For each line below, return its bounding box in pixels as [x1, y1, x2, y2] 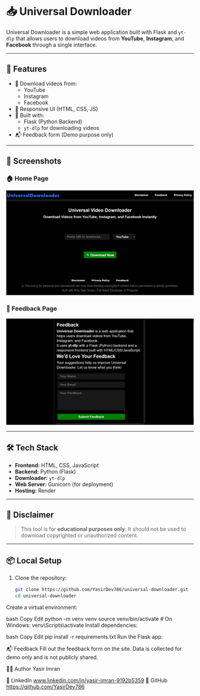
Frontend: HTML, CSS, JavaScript [14, 462, 99, 469]
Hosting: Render [14, 487, 57, 494]
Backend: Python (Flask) [14, 468, 76, 475]
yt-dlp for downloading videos [23, 124, 99, 131]
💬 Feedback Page [6, 305, 58, 313]
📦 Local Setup [6, 555, 62, 565]
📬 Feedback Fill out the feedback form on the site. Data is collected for [6, 645, 182, 652]
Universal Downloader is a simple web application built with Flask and [6, 28, 177, 36]
